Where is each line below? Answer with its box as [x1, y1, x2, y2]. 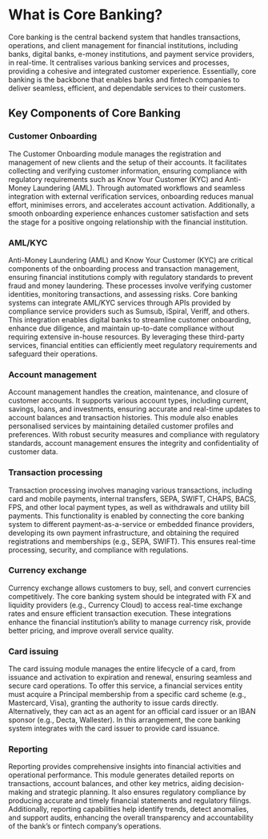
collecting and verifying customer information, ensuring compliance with [8, 166, 248, 176]
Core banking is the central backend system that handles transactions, [8, 32, 242, 42]
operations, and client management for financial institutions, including [8, 40, 238, 50]
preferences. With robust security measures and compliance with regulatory [8, 430, 260, 440]
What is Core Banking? [8, 6, 163, 24]
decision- [213, 779, 245, 788]
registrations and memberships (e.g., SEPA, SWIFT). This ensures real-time [8, 536, 256, 546]
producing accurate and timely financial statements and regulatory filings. [8, 796, 252, 805]
